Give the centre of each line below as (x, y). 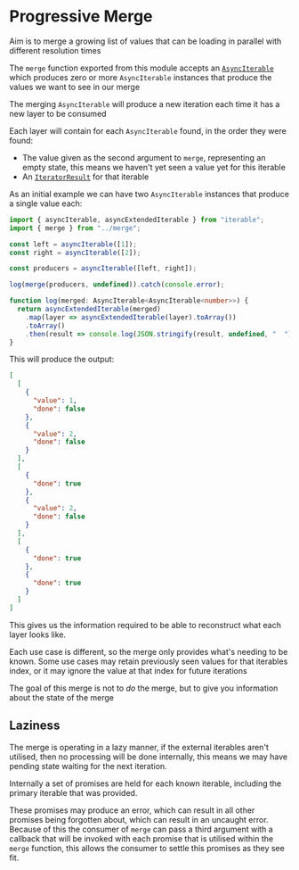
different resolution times (55, 50)
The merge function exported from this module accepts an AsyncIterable (141, 68)
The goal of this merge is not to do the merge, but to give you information (144, 688)
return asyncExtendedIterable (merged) (89, 310)
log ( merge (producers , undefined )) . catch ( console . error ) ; (117, 285)
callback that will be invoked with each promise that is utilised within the (141, 838)
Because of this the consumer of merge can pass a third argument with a (141, 829)
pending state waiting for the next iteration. (88, 766)
